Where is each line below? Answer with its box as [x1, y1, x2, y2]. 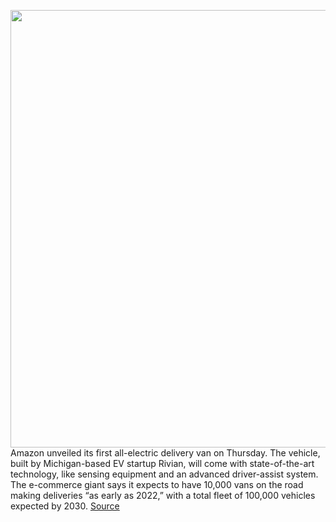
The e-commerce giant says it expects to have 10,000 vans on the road [10, 479, 304, 490]
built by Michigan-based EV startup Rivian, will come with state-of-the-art [10, 458, 315, 469]
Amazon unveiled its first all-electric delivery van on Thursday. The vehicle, [10, 447, 321, 459]
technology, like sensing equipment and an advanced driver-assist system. [10, 468, 319, 480]
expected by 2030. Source [10, 500, 120, 512]
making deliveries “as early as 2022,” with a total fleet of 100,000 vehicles [10, 490, 316, 501]
